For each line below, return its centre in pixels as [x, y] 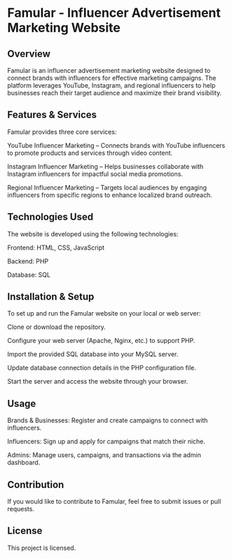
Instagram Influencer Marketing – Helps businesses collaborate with [105, 166]
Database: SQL [29, 274]
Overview [29, 54]
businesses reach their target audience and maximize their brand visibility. [115, 93]
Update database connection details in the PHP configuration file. [102, 368]
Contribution [36, 484]
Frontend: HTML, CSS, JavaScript [56, 248]
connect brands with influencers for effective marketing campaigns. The [112, 78]
